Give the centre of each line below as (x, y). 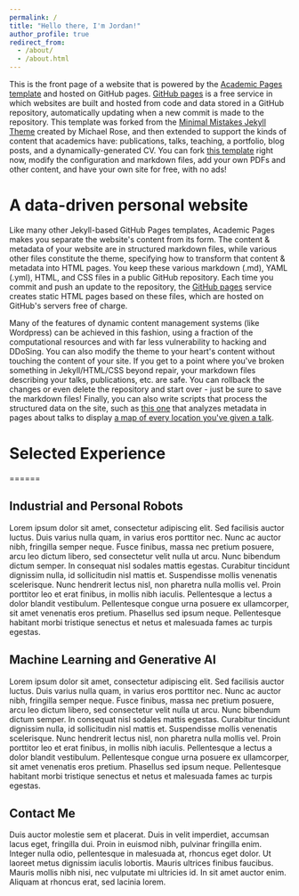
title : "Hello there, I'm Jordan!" (75, 26)
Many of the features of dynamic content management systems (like (134, 322)
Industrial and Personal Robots (97, 506)
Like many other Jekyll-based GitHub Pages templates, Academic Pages (142, 230)
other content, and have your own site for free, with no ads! (118, 169)
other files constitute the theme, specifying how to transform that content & (147, 258)
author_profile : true (49, 34)
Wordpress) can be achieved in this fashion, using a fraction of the (131, 332)
